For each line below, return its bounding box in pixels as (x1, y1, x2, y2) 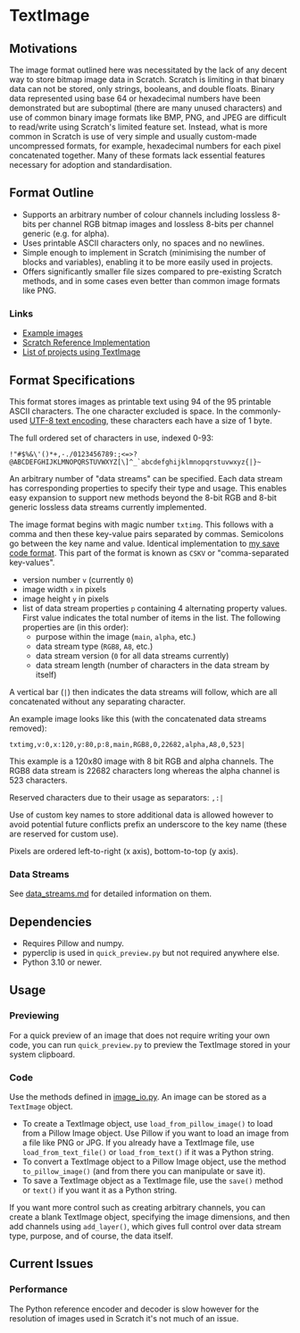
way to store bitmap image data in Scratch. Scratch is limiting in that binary (9, 74, 285, 85)
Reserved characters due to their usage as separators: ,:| (9, 792, 224, 802)
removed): (9, 723, 47, 734)
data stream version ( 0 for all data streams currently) (35, 650, 229, 661)
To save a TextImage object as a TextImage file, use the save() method (21, 1176, 284, 1186)
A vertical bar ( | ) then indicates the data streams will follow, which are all (9, 686, 278, 697)
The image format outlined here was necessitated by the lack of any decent (9, 64, 287, 75)
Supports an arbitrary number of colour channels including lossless (21, 209, 271, 220)
